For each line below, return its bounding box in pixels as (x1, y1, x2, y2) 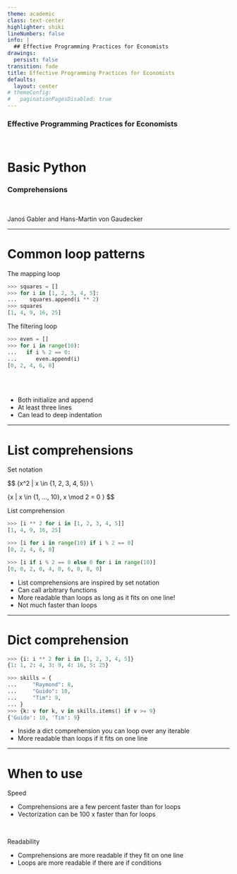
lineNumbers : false (7, 30, 65, 37)
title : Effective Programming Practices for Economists (7, 69, 175, 76)
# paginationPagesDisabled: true (7, 96, 112, 103)
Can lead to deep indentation (17, 411, 102, 419)
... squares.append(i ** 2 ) (7, 296, 99, 304)
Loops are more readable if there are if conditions (17, 858, 162, 867)
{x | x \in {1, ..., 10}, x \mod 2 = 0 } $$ (7, 493, 115, 501)
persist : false (13, 56, 59, 64)
